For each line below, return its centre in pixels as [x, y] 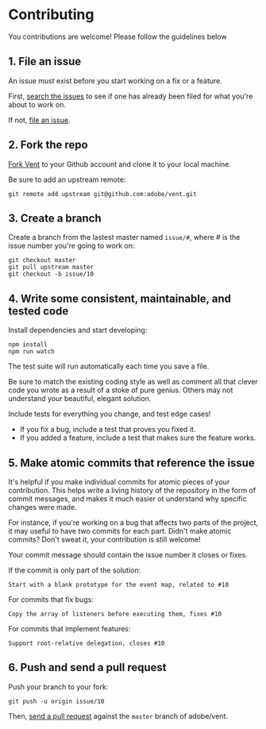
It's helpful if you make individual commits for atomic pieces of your [119, 482]
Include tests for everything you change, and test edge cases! [110, 414]
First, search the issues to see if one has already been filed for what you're [131, 96]
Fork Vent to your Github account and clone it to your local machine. [120, 164]
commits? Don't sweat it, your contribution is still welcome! [104, 539]
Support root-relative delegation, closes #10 [87, 643]
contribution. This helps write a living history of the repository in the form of [132, 490]
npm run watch [32, 352]
